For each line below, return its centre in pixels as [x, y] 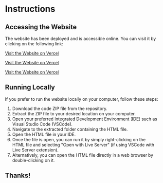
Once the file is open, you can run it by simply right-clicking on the [79, 139]
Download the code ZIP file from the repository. [60, 109]
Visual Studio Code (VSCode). [42, 124]
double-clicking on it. [33, 160]
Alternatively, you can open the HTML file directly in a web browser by [82, 155]
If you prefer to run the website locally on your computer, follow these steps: [81, 99]
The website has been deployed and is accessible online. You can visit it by [81, 38]
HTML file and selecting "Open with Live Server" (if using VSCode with [83, 145]
